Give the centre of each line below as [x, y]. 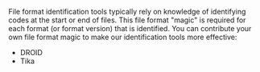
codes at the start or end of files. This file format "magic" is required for [127, 20]
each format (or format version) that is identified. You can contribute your [130, 28]
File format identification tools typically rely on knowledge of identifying [127, 12]
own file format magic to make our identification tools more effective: [123, 37]
